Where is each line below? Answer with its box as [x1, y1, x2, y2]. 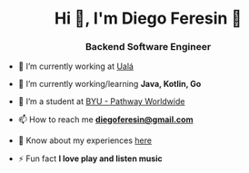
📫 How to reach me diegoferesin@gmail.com [17, 114, 194, 125]
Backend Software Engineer [85, 41, 212, 53]
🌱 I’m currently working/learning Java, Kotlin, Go [17, 79, 202, 90]
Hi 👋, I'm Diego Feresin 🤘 [54, 8, 243, 29]
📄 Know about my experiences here [17, 135, 153, 146]
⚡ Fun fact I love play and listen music [17, 153, 164, 164]
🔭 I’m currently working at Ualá [17, 61, 134, 72]
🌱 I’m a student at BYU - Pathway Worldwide [17, 96, 185, 107]
